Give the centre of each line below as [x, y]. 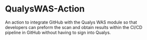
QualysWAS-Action [45, 9]
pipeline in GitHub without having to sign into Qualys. [58, 32]
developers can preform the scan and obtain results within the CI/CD [74, 27]
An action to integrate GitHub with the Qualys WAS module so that [71, 22]
